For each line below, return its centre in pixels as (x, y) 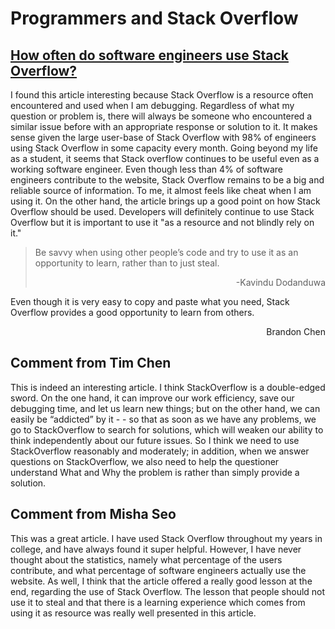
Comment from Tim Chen (91, 363)
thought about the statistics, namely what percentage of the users (146, 559)
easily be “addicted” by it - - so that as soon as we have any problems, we (163, 419)
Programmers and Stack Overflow (154, 18)
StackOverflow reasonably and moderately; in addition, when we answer (160, 451)
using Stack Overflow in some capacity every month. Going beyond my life (164, 148)
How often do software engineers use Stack (149, 55)
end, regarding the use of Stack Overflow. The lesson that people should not (168, 591)
